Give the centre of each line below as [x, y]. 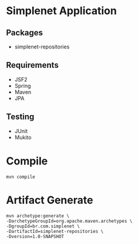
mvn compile [21, 177]
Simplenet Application [62, 11]
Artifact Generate [50, 200]
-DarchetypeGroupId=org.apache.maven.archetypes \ [69, 221]
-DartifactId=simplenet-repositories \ [55, 231]
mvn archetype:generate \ [38, 216]
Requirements [32, 65]
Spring [23, 85]
